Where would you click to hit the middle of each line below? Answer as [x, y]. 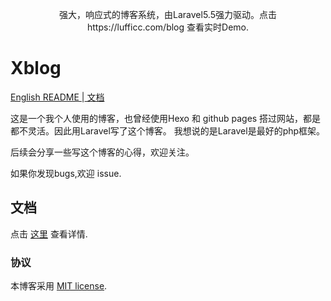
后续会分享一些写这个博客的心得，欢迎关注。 [102, 152]
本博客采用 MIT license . [59, 286]
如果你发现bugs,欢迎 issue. [66, 173]
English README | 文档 [57, 97]
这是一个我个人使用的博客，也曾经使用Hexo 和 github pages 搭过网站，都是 [166, 118]
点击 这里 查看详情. [49, 234]
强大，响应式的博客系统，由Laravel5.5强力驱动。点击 [168, 14]
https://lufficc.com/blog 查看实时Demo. [168, 27]
